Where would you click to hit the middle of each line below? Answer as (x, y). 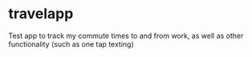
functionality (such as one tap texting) (71, 44)
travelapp (41, 14)
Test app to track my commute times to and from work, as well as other (126, 36)
